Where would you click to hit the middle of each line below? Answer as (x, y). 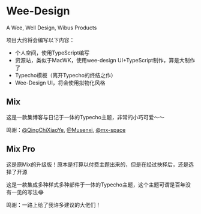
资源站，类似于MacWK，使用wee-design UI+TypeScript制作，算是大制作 (105, 60)
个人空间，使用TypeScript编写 (52, 53)
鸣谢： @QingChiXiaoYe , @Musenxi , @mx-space (66, 129)
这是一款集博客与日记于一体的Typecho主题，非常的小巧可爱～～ (85, 117)
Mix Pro (21, 149)
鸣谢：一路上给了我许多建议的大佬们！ (53, 204)
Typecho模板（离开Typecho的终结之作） (65, 75)
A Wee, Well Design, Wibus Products (52, 28)
